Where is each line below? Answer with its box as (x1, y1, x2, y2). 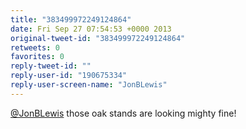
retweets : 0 (10, 42, 60, 53)
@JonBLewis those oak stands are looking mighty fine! (10, 107, 237, 119)
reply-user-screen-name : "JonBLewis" (10, 80, 168, 90)
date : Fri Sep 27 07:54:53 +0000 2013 (10, 24, 172, 34)
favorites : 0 (10, 52, 65, 62)
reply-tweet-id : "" (10, 61, 92, 71)
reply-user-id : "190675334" (10, 71, 128, 81)
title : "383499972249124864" (10, 14, 132, 25)
